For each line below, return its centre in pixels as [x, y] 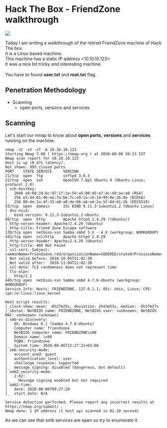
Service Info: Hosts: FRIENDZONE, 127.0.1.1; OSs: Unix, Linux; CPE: [79, 289]
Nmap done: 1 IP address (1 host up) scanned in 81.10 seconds [72, 411]
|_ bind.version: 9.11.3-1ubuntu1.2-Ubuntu [52, 215]
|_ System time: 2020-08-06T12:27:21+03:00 [52, 345]
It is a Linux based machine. [34, 53]
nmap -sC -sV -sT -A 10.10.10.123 [41, 150]
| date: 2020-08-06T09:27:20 [38, 389]
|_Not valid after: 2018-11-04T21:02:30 [49, 263]
